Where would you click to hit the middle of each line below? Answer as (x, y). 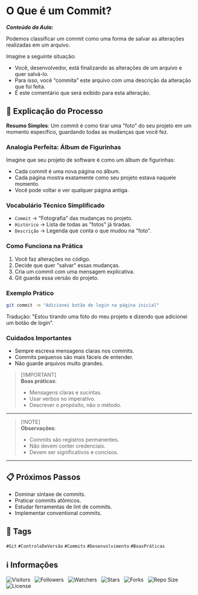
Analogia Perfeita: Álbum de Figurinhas (64, 147)
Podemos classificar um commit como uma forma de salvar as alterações (95, 38)
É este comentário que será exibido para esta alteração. (82, 93)
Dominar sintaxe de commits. (50, 494)
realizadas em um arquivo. (38, 45)
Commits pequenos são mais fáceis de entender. (74, 357)
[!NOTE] (30, 422)
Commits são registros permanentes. (74, 440)
